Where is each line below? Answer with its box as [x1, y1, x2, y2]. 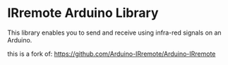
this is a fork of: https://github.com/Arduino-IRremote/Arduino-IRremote [7, 49, 216, 58]
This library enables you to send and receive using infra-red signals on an [7, 28, 222, 37]
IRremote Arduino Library [7, 5, 159, 21]
